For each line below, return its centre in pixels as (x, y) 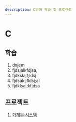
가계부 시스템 (24, 115)
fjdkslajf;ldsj (24, 75)
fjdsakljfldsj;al (26, 81)
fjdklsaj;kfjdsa (26, 85)
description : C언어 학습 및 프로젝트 (38, 10)
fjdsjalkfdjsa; (25, 70)
